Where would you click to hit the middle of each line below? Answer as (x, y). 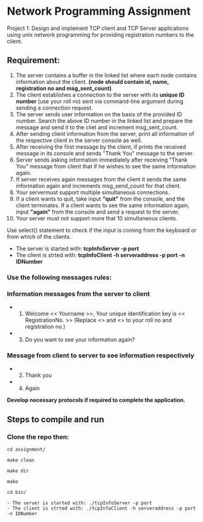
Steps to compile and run (56, 419)
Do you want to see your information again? (80, 339)
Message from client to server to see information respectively (101, 355)
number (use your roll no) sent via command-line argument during (99, 101)
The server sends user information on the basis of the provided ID (99, 114)
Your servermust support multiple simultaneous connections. (93, 192)
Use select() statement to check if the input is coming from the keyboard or (102, 230)
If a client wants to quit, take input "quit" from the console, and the (100, 199)
